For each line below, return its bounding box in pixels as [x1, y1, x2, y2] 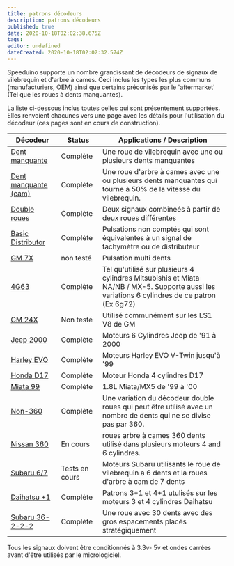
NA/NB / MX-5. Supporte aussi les [102, 281, 216, 291]
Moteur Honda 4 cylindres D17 [102, 370, 204, 380]
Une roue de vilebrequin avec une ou [102, 147, 223, 157]
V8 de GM [102, 319, 136, 329]
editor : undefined [7, 42, 61, 49]
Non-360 [10, 406, 43, 416]
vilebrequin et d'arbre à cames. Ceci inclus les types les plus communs [7, 75, 212, 84]
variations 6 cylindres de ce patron [102, 290, 216, 300]
